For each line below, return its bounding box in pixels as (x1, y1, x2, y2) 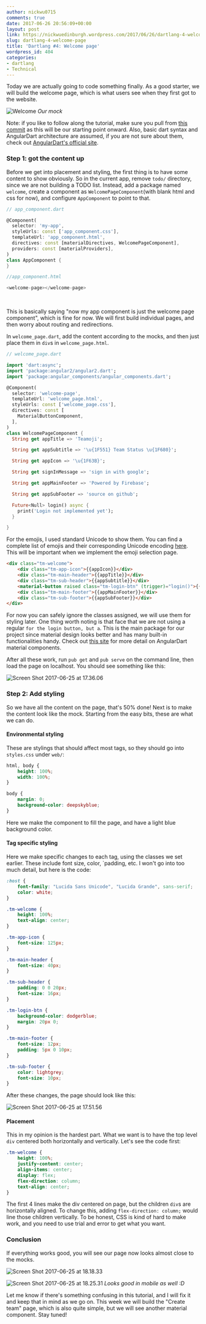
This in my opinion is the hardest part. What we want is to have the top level (6, 1131, 197, 1138)
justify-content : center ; (17, 1161, 84, 1167)
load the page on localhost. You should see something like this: (6, 662, 166, 670)
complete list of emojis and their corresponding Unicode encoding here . (6, 542, 188, 550)
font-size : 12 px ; (17, 1041, 62, 1048)
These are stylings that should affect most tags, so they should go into (6, 744, 185, 751)
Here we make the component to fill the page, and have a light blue (6, 819, 176, 826)
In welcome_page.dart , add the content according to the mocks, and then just (6, 333, 199, 340)
